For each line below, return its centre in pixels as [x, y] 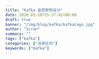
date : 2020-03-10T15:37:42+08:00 [41, 15]
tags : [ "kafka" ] [23, 39]
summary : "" [18, 34]
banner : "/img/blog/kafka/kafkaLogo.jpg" [50, 24]
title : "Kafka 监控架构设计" [34, 10]
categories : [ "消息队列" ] [32, 44]
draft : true [18, 19]
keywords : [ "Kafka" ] [27, 48]
